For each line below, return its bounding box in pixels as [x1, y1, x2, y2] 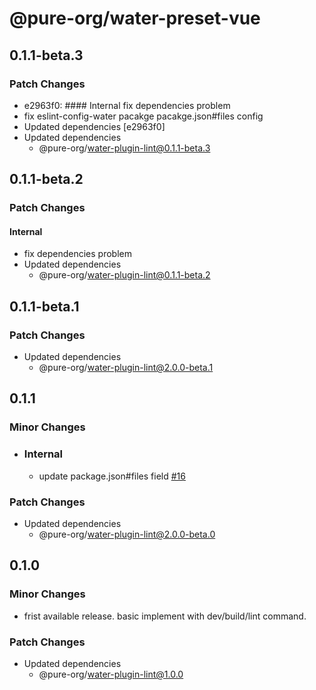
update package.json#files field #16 [38, 470, 186, 482]
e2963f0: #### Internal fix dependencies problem [23, 99, 231, 111]
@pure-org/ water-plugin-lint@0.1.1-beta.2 [38, 269, 211, 281]
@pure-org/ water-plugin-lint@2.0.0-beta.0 [38, 528, 216, 540]
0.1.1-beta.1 [9, 298, 80, 315]
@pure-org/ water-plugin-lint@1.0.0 [38, 668, 184, 680]
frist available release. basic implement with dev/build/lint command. [23, 610, 307, 622]
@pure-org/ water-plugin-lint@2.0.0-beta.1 [38, 362, 214, 374]
